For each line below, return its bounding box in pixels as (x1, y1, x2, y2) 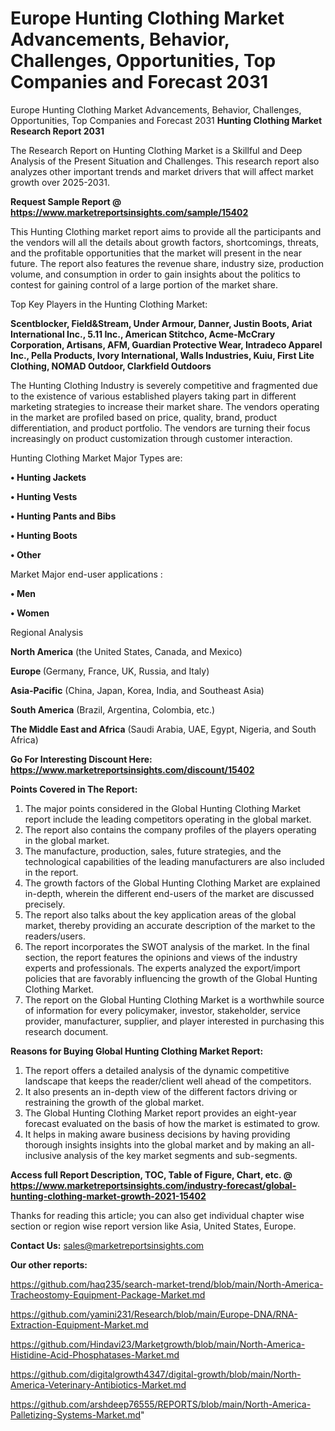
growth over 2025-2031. (10, 176, 111, 188)
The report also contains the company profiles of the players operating (24, 823, 317, 836)
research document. (24, 1025, 109, 1037)
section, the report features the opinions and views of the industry (24, 951, 298, 963)
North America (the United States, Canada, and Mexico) (10, 645, 243, 657)
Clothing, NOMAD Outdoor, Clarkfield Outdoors (10, 360, 212, 372)
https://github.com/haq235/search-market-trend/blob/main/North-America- (10, 1278, 324, 1290)
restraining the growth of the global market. (24, 1096, 205, 1108)
